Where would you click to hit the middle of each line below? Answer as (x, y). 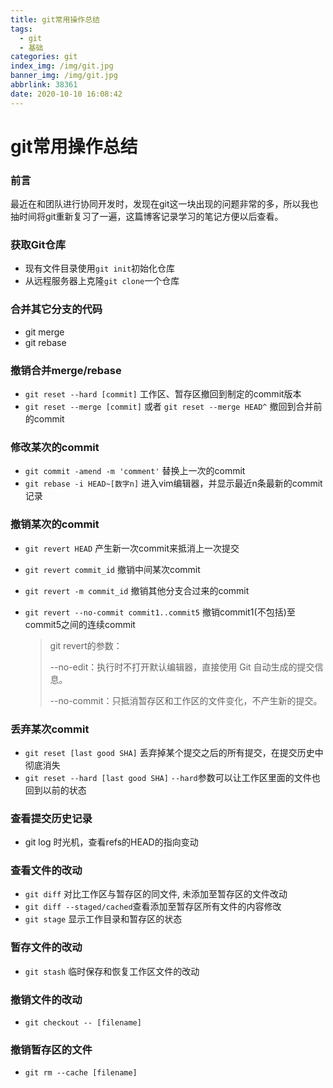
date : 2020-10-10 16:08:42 (66, 94)
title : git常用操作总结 (55, 19)
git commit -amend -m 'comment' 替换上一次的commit (135, 471)
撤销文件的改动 (46, 999)
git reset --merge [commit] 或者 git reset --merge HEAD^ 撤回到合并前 (173, 406)
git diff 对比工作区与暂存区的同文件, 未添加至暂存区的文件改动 (156, 894)
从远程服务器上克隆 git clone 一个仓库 (102, 281)
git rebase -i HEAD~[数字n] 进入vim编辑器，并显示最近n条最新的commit (173, 483)
